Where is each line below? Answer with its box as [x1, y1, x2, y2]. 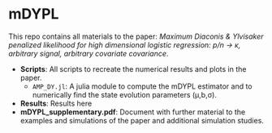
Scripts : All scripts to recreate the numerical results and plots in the [19, 64, 247, 73]
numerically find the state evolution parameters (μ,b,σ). [32, 89, 218, 99]
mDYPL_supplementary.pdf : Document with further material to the [19, 106, 246, 117]
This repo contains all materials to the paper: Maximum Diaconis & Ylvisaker [8, 31, 264, 41]
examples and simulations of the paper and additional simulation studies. [19, 115, 264, 125]
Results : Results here [19, 98, 93, 108]
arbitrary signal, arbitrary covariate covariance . [8, 48, 169, 58]
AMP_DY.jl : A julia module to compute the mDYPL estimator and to [32, 81, 253, 91]
